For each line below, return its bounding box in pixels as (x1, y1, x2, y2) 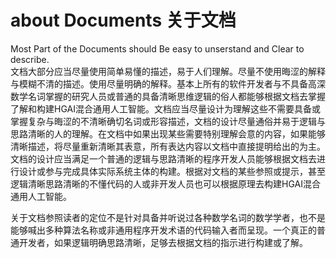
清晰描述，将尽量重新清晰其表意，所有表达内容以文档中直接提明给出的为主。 (10, 140, 326, 152)
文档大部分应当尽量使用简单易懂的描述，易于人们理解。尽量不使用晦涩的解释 (10, 65, 326, 77)
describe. (10, 53, 50, 65)
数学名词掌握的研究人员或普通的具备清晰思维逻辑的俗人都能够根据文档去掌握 (10, 90, 326, 102)
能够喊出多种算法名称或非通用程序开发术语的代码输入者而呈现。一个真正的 (10, 224, 317, 236)
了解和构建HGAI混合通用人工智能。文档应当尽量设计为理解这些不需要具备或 (10, 102, 321, 115)
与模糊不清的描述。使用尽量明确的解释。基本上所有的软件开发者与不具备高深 (10, 77, 326, 90)
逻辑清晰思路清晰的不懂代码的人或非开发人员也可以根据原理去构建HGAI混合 (10, 177, 321, 190)
